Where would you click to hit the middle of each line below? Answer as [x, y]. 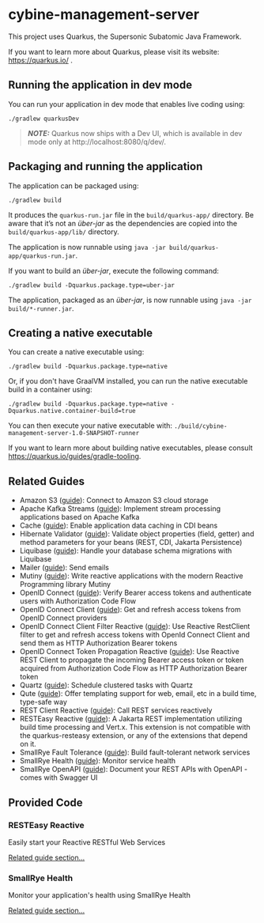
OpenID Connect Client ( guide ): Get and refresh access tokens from [130, 610]
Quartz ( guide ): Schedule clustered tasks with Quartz [106, 685]
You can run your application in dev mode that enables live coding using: [126, 104]
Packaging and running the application [106, 166]
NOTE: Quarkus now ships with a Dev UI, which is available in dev [135, 133]
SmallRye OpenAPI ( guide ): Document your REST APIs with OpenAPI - [133, 770]
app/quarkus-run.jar [42, 256]
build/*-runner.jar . [41, 308]
